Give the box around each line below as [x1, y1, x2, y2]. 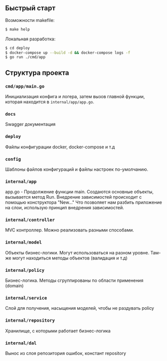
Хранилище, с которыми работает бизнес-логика [5, 328, 111, 334]
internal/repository [5, 318, 55, 323]
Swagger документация [5, 121, 56, 127]
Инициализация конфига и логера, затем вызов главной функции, [5, 94, 145, 99]
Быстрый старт [5, 4, 56, 12]
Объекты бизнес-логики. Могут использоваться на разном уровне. [5, 249, 150, 255]
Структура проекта [5, 68, 69, 77]
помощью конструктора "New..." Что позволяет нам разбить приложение [5, 199, 162, 206]
